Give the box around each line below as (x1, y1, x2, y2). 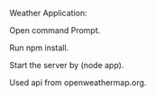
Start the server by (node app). (9, 60, 124, 70)
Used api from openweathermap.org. (9, 77, 147, 88)
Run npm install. (9, 42, 69, 53)
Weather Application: (9, 8, 87, 18)
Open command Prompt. (9, 25, 101, 35)
